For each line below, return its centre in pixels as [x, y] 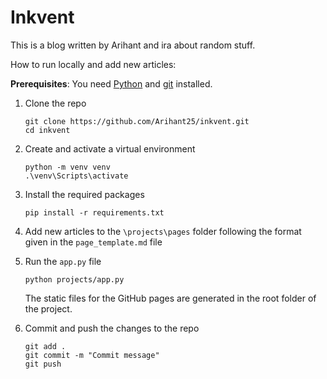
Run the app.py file [63, 261]
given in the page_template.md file [93, 242]
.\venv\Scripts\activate [76, 176]
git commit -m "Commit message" [92, 355]
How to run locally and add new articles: [93, 64]
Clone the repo [55, 103]
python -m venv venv [67, 167]
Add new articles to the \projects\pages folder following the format [163, 231]
